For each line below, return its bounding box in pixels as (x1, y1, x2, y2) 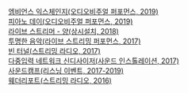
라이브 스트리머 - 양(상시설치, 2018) (8, 27, 119, 35)
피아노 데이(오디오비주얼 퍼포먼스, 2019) (8, 17, 133, 26)
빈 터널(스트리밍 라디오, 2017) (8, 46, 101, 55)
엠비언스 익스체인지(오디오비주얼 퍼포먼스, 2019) (8, 7, 159, 16)
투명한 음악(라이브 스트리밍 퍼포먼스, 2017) (8, 36, 141, 46)
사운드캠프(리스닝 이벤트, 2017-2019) (8, 66, 125, 75)
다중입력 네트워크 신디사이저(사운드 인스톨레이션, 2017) (8, 56, 180, 65)
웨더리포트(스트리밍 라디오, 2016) (8, 76, 113, 85)
